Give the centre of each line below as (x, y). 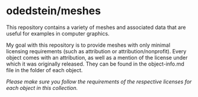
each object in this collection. (42, 88)
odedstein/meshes (54, 11)
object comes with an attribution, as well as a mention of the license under (97, 57)
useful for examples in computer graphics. (58, 33)
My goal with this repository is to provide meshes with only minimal (88, 45)
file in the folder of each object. (44, 70)
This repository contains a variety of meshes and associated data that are (96, 27)
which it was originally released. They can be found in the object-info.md (95, 64)
